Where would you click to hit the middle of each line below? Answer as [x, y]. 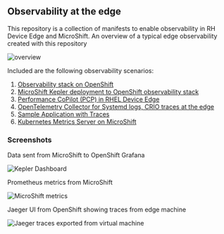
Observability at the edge [64, 12]
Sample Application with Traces [63, 114]
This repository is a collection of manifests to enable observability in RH [112, 28]
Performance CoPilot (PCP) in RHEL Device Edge [88, 99]
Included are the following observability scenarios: [81, 70]
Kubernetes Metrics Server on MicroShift [77, 122]
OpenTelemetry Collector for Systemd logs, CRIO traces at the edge [116, 106]
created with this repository [47, 43]
